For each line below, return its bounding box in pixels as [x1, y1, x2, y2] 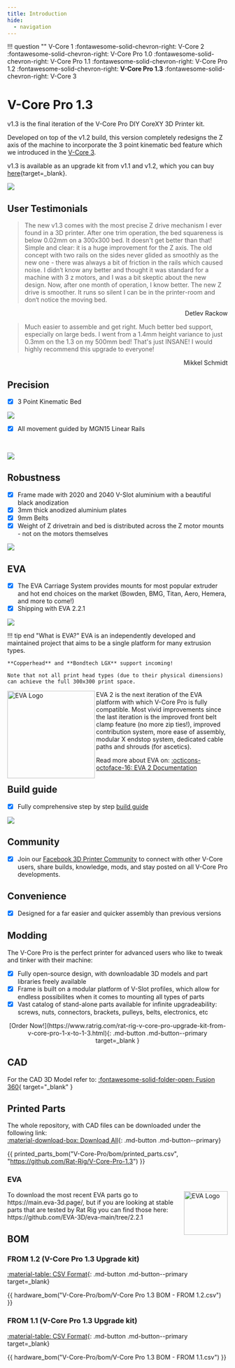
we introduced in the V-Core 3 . [7, 148, 97, 157]
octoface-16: [96, 763, 133, 772]
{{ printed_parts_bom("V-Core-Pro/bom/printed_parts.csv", [7, 1150, 178, 1158]
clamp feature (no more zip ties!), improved [96, 720, 221, 728]
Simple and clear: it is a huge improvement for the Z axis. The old [24, 244, 213, 252]
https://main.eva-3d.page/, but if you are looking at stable [7, 1198, 173, 1206]
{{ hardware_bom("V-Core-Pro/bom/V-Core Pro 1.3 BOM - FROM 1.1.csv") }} [7, 1353, 227, 1361]
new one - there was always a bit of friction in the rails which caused [24, 258, 223, 267]
